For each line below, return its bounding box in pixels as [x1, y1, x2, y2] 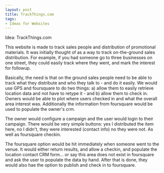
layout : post [5, 7, 32, 12]
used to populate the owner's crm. [5, 106, 76, 112]
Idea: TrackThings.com [5, 35, 52, 41]
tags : [5, 16, 16, 21]
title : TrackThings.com [5, 12, 54, 17]
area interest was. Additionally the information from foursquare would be [5, 101, 153, 107]
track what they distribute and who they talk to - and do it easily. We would [5, 80, 158, 86]
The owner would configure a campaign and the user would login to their [5, 116, 154, 122]
